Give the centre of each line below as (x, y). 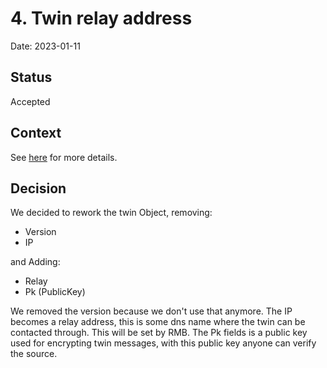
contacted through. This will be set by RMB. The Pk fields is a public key (159, 333)
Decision (38, 188)
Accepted (30, 101)
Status (31, 77)
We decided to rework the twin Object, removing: (111, 213)
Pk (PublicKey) (55, 292)
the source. (34, 354)
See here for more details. (64, 157)
